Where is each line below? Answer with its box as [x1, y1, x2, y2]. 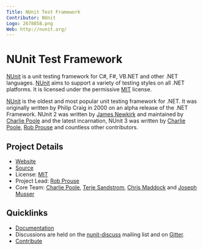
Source [15, 164, 34, 172]
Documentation [15, 224, 54, 232]
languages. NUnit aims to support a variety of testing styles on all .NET [6, 79, 185, 86]
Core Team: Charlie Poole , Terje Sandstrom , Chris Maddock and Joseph [15, 184, 197, 191]
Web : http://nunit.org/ [6, 26, 67, 32]
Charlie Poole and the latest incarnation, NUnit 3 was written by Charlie [6, 117, 186, 124]
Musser [15, 191, 35, 197]
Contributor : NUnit [6, 15, 56, 21]
